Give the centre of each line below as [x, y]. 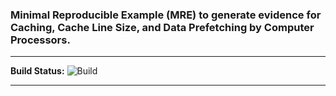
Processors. [40, 40]
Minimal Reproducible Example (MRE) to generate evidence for [166, 15]
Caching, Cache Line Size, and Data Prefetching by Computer [162, 27]
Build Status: [37, 71]
